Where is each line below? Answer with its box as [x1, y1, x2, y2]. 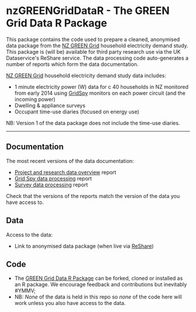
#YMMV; [14, 287, 36, 294]
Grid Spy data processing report [14, 175, 92, 182]
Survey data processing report [14, 181, 89, 188]
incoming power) [14, 95, 55, 103]
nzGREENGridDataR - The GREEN [6, 4, 170, 18]
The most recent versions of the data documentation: [6, 157, 134, 164]
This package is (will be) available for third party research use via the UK [6, 48, 181, 55]
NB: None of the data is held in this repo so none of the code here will [14, 293, 182, 300]
